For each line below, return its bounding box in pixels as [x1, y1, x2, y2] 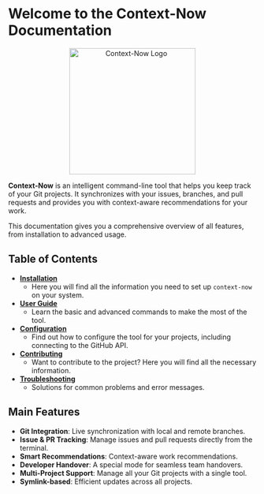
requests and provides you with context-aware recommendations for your [8, 197, 248, 207]
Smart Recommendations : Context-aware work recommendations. [19, 451, 238, 461]
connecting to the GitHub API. [31, 340, 128, 350]
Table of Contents [8, 253, 99, 266]
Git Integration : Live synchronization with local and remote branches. [19, 426, 246, 436]
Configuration [19, 324, 67, 333]
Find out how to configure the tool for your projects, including [31, 332, 231, 342]
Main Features [8, 406, 80, 419]
